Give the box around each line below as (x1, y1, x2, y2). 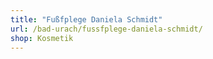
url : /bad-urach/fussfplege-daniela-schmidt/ (10, 24, 203, 34)
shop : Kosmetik (10, 33, 74, 43)
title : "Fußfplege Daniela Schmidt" (10, 14, 163, 25)
